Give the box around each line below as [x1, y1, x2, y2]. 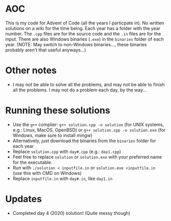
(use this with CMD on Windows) [12, 170, 82, 176]
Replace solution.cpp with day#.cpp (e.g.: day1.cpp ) [12, 148, 121, 154]
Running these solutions [5, 105, 110, 116]
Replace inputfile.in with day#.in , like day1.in [12, 175, 113, 181]
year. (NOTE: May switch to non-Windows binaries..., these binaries [5, 41, 147, 47]
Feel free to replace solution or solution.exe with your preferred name [12, 153, 162, 160]
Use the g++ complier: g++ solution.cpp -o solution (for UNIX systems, [12, 121, 164, 128]
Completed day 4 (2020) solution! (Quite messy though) [12, 210, 131, 216]
